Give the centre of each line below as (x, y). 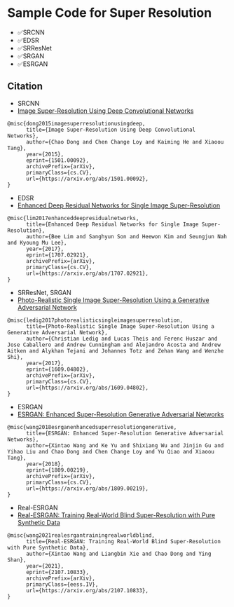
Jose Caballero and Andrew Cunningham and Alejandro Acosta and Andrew (114, 345)
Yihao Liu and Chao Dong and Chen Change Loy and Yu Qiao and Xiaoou (111, 451)
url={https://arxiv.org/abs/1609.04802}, (87, 388)
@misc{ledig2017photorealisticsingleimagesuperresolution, (95, 320)
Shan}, (17, 560)
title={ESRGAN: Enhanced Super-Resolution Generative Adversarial (125, 433)
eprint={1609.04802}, (57, 369)
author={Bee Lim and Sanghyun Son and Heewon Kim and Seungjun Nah (126, 236)
